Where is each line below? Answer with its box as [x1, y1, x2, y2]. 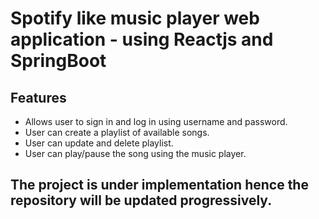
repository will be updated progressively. [10, 192, 273, 209]
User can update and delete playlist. [24, 137, 174, 149]
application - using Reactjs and [10, 28, 274, 51]
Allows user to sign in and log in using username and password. [24, 116, 288, 127]
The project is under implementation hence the [10, 177, 309, 194]
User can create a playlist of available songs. [24, 127, 210, 138]
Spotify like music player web [10, 7, 260, 30]
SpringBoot [10, 50, 107, 72]
